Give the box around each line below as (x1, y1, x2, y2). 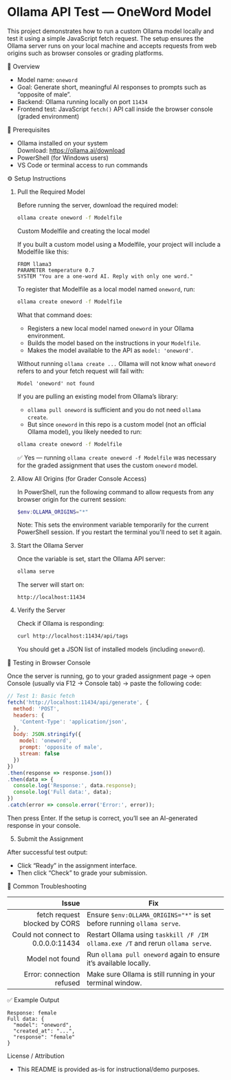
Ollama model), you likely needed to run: (27, 427, 142, 436)
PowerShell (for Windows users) (16, 153, 109, 162)
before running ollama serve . (87, 918, 181, 928)
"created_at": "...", (13, 1028, 76, 1035)
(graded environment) (16, 112, 80, 121)
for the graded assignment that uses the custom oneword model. (16, 461, 198, 469)
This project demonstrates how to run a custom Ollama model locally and (7, 27, 214, 35)
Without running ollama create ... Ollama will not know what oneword (16, 359, 216, 367)
